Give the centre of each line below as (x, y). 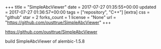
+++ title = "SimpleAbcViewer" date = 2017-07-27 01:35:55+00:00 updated (80, 7)
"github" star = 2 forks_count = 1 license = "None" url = (60, 17)
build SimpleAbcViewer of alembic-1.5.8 (45, 41)
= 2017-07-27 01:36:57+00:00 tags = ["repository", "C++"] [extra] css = (78, 12)
